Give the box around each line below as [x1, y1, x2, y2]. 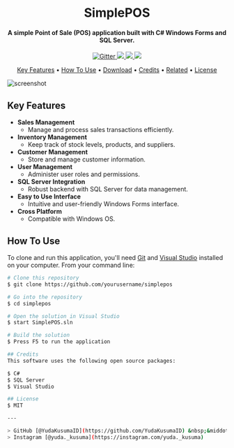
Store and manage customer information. [27, 155, 146, 164]
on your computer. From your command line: [7, 261, 135, 270]
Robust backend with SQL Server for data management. [27, 185, 188, 194]
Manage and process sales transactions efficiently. [27, 126, 174, 134]
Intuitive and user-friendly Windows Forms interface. [27, 200, 180, 208]
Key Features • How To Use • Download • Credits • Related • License [17, 66, 217, 74]
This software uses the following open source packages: [7, 357, 176, 364]
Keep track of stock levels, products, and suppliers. [27, 140, 175, 149]
